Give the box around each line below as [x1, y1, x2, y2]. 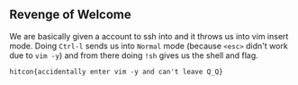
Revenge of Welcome [9, 7, 132, 22]
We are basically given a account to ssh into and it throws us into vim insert [9, 30, 289, 41]
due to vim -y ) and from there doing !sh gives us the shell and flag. [9, 49, 258, 61]
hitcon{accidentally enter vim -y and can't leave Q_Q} [9, 67, 223, 76]
